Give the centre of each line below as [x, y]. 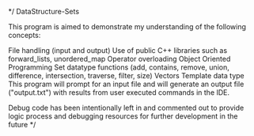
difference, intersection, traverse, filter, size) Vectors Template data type [126, 76]
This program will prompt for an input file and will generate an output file [126, 84]
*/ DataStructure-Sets [44, 11]
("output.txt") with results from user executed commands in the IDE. [119, 93]
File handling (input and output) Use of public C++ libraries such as [118, 50]
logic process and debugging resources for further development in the [123, 116]
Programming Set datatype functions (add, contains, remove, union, [119, 67]
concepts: [25, 35]
